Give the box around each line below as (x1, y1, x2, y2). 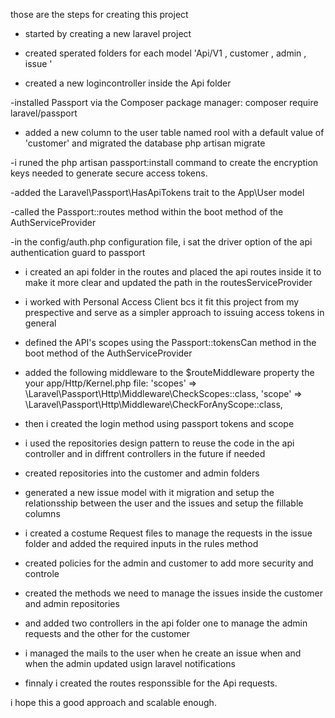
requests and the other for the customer (24, 628, 190, 639)
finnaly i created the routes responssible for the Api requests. (24, 677, 278, 689)
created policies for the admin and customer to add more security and (24, 557, 314, 569)
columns (24, 508, 61, 519)
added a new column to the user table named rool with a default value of (24, 127, 325, 138)
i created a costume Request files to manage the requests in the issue (24, 527, 313, 539)
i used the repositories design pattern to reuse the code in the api (24, 437, 295, 449)
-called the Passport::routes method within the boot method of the (10, 206, 284, 218)
